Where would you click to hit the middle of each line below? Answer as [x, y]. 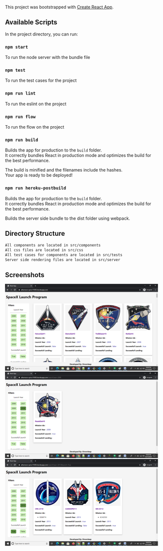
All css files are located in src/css [44, 250]
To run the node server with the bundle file [48, 57]
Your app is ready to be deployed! [39, 175]
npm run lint [20, 94]
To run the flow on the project [35, 127]
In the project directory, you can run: [41, 34]
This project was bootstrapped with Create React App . [59, 7]
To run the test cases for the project [41, 80]
